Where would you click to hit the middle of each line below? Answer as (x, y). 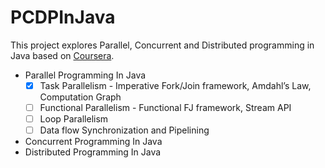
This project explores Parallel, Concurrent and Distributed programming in (162, 45)
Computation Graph (80, 97)
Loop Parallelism (74, 119)
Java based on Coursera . (62, 55)
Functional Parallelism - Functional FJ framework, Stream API (165, 107)
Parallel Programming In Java (85, 75)
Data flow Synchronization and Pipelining (124, 130)
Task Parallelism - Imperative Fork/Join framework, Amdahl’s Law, (175, 85)
